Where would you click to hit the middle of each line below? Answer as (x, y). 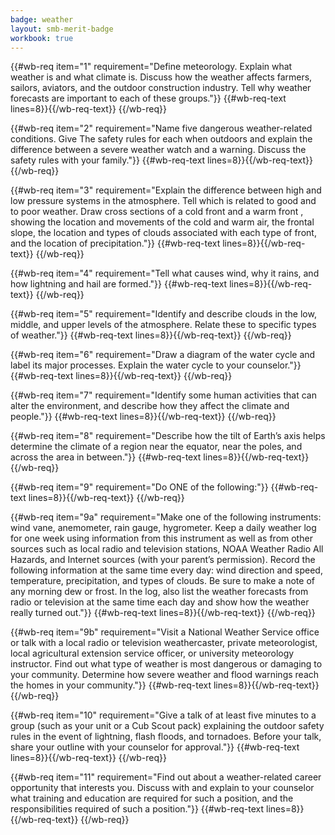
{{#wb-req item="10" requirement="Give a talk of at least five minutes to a (163, 715)
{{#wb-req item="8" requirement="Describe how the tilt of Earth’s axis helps (168, 436)
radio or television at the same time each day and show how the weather (160, 602)
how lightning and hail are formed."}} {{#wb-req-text (119, 284)
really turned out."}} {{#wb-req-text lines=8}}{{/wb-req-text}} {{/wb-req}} (163, 613)
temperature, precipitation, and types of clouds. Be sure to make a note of (162, 581)
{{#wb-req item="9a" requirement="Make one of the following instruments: (166, 517)
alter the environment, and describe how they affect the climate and (150, 406)
